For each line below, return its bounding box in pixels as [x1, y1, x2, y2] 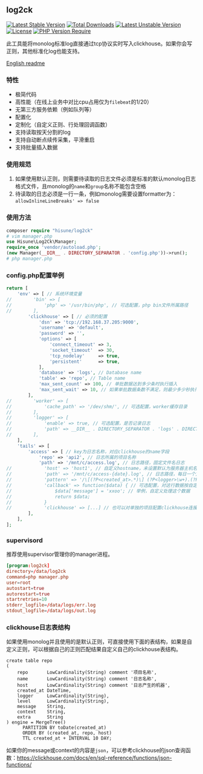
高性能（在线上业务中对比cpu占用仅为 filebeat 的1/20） [14, 98, 153, 105]
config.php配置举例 [6, 271, 65, 279]
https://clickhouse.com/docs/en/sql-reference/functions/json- [17, 754, 172, 762]
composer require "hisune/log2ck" [6, 227, 94, 234]
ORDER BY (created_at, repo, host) [22, 730, 112, 736]
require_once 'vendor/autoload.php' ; [6, 245, 101, 251]
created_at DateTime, [17, 687, 71, 694]
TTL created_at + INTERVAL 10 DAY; [22, 735, 112, 741]
